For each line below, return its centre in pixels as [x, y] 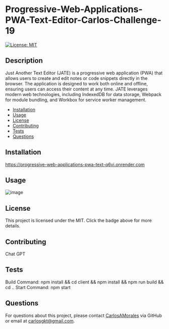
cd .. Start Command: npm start [38, 287]
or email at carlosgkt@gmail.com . [40, 321]
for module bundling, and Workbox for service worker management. [76, 100]
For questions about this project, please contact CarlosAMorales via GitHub [84, 315]
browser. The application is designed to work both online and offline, [76, 83]
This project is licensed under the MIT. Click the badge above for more [79, 220]
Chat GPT [15, 254]
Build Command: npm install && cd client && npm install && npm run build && [84, 282]
